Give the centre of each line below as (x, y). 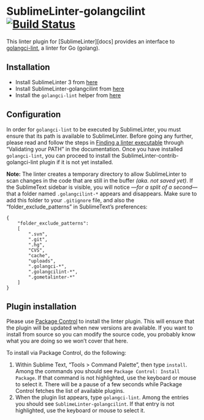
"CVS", (37, 250)
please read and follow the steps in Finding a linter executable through (95, 142)
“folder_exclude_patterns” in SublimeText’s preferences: (77, 207)
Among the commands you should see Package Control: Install (97, 371)
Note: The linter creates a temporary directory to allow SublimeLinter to (96, 174)
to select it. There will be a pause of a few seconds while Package (99, 384)
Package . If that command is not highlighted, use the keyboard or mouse (106, 378)
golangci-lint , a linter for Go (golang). (53, 48)
